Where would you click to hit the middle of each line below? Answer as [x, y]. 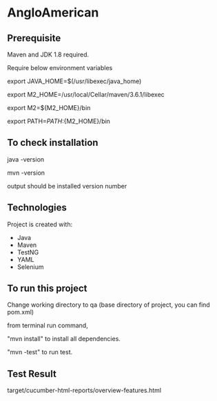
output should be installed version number [67, 186]
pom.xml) [21, 312]
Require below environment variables [60, 68]
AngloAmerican [53, 13]
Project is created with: [40, 224]
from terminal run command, [48, 325]
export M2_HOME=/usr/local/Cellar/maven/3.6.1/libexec [86, 95]
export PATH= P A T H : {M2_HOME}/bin [59, 121]
